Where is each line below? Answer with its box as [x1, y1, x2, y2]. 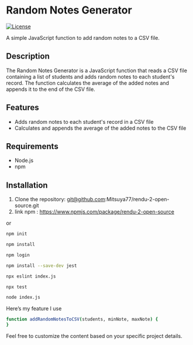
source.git [14, 202, 39, 209]
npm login [6, 252, 30, 258]
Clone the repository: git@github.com [14, 196, 105, 203]
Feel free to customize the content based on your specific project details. [6, 333, 182, 340]
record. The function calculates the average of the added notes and [6, 79, 170, 86]
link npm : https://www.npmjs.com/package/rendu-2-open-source [14, 208, 174, 215]
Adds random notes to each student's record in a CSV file [14, 118, 154, 125]
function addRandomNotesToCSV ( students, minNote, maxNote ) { [6, 316, 158, 323]
